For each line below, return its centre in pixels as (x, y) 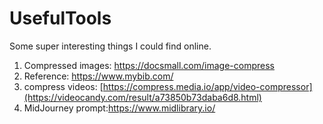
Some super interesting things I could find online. (110, 46)
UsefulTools (60, 18)
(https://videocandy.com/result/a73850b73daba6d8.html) (142, 97)
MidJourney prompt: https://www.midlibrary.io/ (119, 108)
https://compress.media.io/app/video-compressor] (207, 86)
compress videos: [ (63, 86)
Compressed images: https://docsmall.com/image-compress (149, 65)
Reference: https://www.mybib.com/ (98, 76)
